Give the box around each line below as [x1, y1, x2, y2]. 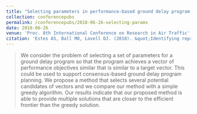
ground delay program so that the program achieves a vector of [20, 58, 174, 65]
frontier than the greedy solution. [20, 102, 101, 108]
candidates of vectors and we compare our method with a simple [20, 83, 178, 89]
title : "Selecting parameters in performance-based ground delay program [6, 8, 191, 15]
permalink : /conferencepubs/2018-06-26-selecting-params [6, 19, 148, 25]
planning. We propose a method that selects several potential [20, 77, 169, 84]
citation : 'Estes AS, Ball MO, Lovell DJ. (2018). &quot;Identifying [6, 36, 180, 42]
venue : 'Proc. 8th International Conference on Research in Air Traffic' [6, 30, 191, 36]
